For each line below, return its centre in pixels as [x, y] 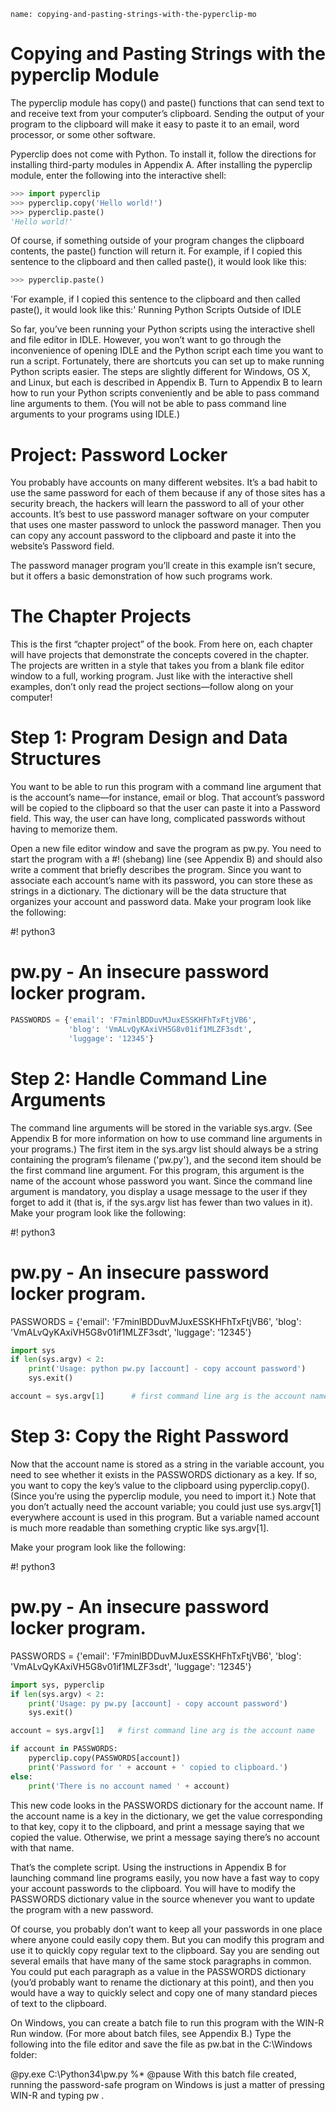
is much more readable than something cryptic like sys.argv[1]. [140, 1527]
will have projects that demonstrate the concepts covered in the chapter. [160, 655]
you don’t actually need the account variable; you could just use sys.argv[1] [166, 1506]
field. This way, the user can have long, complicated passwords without [158, 819]
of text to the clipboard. [58, 2003]
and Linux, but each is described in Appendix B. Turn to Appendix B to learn [166, 382]
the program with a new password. [82, 1909]
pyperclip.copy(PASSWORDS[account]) [105, 1758]
